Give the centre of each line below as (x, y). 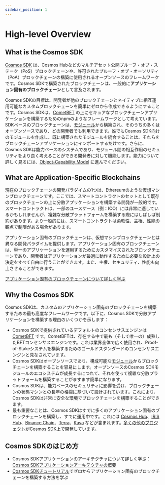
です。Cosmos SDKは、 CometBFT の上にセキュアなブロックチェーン (75, 112)
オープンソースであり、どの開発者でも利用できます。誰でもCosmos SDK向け (82, 131)
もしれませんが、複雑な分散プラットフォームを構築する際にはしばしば (85, 215)
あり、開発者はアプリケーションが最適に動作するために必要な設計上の (89, 256)
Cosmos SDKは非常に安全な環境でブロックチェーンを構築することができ (86, 398)
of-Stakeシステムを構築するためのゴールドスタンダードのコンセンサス (83, 349)
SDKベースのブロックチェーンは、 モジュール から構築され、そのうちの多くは (82, 124)
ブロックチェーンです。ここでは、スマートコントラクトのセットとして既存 (84, 196)
